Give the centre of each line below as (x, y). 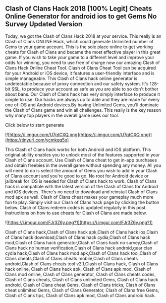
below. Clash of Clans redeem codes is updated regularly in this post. (76, 207)
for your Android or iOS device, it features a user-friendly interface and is (80, 73)
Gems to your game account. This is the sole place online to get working (79, 47)
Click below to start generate (35, 125)
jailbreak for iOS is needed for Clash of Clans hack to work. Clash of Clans (81, 181)
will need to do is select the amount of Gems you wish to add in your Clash (81, 170)
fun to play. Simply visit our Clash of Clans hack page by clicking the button (82, 202)
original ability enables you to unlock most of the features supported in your (83, 154)
